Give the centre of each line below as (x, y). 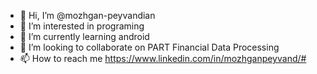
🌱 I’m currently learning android (84, 36)
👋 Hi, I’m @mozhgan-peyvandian (87, 15)
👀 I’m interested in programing (82, 26)
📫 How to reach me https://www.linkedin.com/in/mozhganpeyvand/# (163, 58)
